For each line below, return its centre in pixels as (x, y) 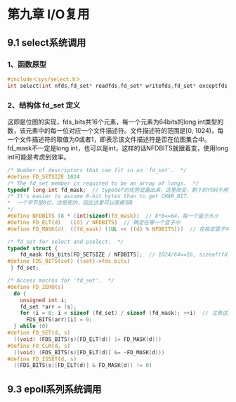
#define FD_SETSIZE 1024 (44, 176)
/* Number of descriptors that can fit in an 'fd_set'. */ (97, 170)
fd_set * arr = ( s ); (48, 306)
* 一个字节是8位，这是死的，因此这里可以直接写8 (70, 203)
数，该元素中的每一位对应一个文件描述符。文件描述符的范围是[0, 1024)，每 (116, 130)
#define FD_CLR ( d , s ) (39, 346)
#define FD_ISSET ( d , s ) (42, 359)
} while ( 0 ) (31, 326)
